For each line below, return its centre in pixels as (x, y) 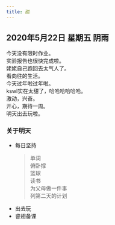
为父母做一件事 (48, 188)
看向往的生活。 (25, 76)
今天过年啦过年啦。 (30, 84)
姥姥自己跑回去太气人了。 (38, 68)
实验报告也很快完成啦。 (35, 61)
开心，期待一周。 (27, 106)
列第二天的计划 (48, 195)
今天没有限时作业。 (30, 53)
